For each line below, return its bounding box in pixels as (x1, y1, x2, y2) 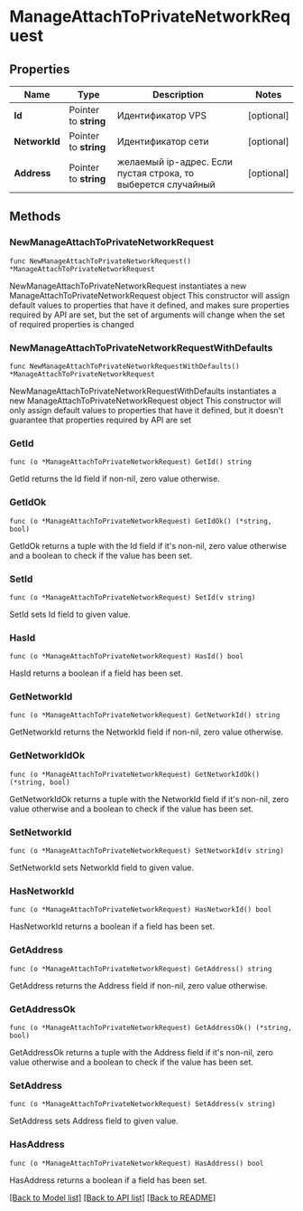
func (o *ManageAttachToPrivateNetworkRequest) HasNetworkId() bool (9, 905, 272, 914)
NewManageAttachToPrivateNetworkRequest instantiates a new (9, 280, 247, 291)
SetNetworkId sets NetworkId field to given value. (9, 862, 194, 874)
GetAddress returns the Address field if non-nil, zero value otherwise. (9, 979, 269, 991)
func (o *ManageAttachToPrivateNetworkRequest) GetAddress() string (9, 964, 272, 973)
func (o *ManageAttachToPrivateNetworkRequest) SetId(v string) (9, 592, 256, 602)
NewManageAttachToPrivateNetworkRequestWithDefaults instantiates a (9, 385, 277, 396)
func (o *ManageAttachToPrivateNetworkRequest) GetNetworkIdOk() (9, 770, 260, 779)
